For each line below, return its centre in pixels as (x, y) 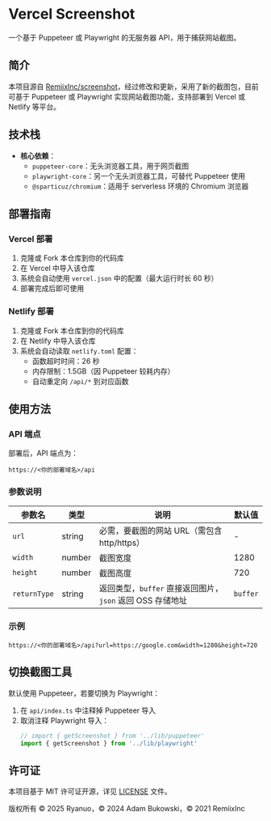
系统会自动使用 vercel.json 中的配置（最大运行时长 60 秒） (119, 278)
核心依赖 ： (38, 155)
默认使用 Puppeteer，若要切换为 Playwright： (84, 693)
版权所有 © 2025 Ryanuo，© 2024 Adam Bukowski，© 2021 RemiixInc (127, 809)
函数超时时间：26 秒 (66, 361)
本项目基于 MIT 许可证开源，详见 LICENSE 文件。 (90, 791)
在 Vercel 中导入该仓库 (57, 269)
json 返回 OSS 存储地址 (143, 600)
